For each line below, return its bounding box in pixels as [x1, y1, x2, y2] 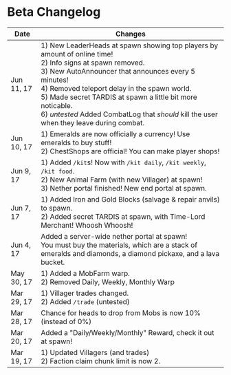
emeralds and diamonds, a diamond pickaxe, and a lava [41, 248, 220, 258]
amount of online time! [41, 49, 113, 58]
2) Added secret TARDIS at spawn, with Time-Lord [41, 211, 206, 221]
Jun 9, [10, 166, 32, 175]
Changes [115, 29, 146, 39]
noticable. [41, 100, 73, 110]
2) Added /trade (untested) [41, 297, 131, 306]
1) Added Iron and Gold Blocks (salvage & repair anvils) [41, 194, 220, 204]
